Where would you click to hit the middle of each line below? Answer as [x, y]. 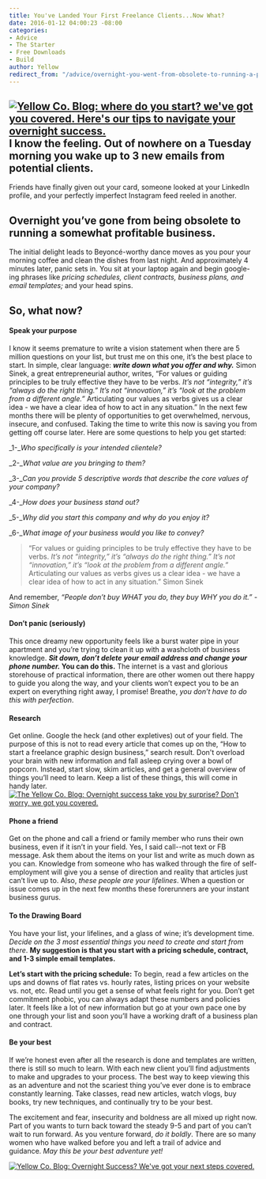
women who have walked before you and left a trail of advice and [115, 1142]
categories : [28, 30]
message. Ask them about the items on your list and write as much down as [132, 855]
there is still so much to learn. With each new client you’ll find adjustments [129, 1068]
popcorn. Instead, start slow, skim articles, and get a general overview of [127, 769]
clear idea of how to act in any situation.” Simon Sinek [116, 582]
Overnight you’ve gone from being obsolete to [125, 220]
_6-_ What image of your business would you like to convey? [107, 533]
